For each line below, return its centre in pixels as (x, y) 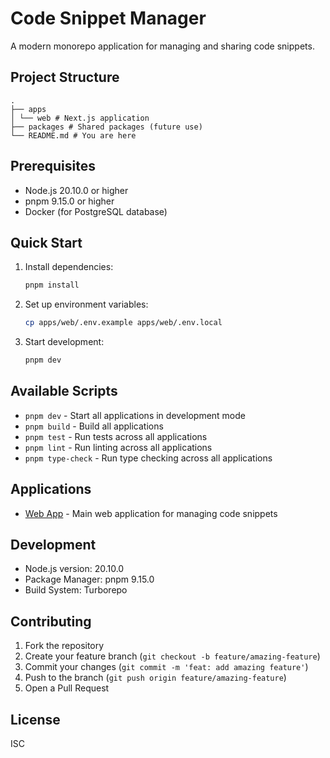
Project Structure (65, 77)
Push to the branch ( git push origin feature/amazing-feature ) (155, 678)
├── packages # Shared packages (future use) (106, 127)
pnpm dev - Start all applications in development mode (135, 415)
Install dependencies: (69, 267)
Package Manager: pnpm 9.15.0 (89, 579)
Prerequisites (53, 166)
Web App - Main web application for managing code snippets (151, 513)
